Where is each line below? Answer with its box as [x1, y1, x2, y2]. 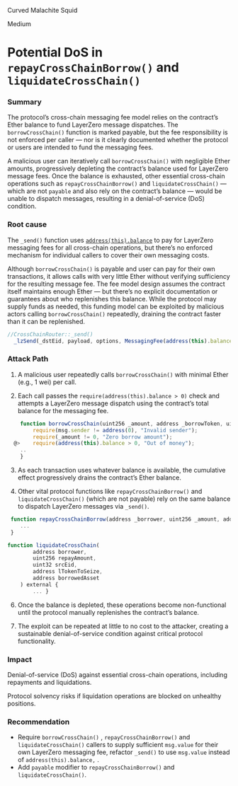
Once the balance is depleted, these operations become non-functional [17, 601, 227, 609]
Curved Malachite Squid [7, 6, 78, 14]
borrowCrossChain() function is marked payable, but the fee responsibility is [7, 128, 228, 137]
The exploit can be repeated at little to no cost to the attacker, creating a [17, 622, 229, 630]
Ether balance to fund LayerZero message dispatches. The [7, 120, 178, 129]
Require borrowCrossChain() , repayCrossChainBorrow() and [17, 733, 191, 741]
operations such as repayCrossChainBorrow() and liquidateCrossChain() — [7, 180, 227, 188]
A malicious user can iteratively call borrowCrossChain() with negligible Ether [7, 157, 230, 166]
